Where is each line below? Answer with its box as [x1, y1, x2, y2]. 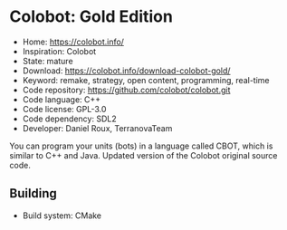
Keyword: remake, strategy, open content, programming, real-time [22, 74, 270, 85]
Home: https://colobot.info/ [22, 36, 125, 47]
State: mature [22, 55, 74, 66]
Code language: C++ [22, 93, 101, 105]
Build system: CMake [22, 210, 102, 221]
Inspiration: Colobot [22, 45, 97, 56]
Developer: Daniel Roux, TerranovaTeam [22, 122, 173, 133]
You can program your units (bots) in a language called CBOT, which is [9, 140, 273, 151]
